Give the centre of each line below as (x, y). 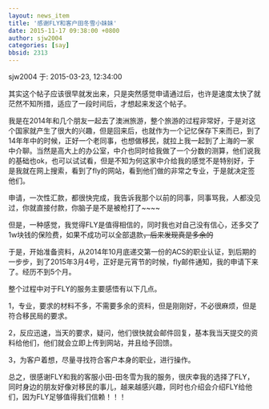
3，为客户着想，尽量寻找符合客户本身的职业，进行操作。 (102, 360)
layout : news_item (39, 16)
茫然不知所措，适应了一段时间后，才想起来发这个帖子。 (99, 104)
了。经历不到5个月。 (42, 272)
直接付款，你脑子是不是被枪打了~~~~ (98, 208)
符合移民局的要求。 (40, 316)
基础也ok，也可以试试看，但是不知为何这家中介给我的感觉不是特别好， (131, 160)
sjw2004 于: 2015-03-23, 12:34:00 (65, 76)
